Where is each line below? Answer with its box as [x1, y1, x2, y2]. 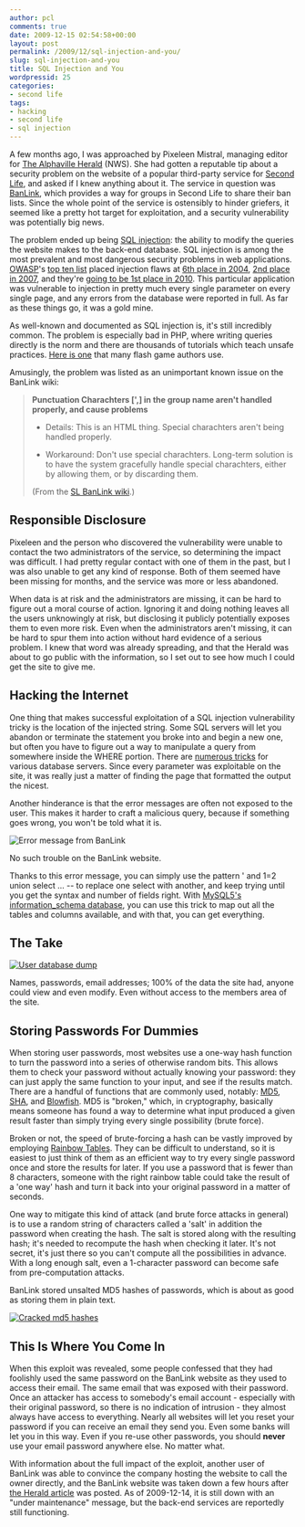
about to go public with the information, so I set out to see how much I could [9, 651, 296, 662]
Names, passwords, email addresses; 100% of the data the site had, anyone [9, 977, 294, 988]
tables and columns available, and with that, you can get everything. [9, 909, 266, 920]
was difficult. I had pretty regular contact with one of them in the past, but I [9, 556, 291, 567]
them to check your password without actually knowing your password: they [9, 1067, 296, 1078]
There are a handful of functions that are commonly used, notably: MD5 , [9, 1086, 280, 1097]
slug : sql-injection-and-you [9, 56, 120, 65]
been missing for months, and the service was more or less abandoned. [9, 575, 280, 586]
